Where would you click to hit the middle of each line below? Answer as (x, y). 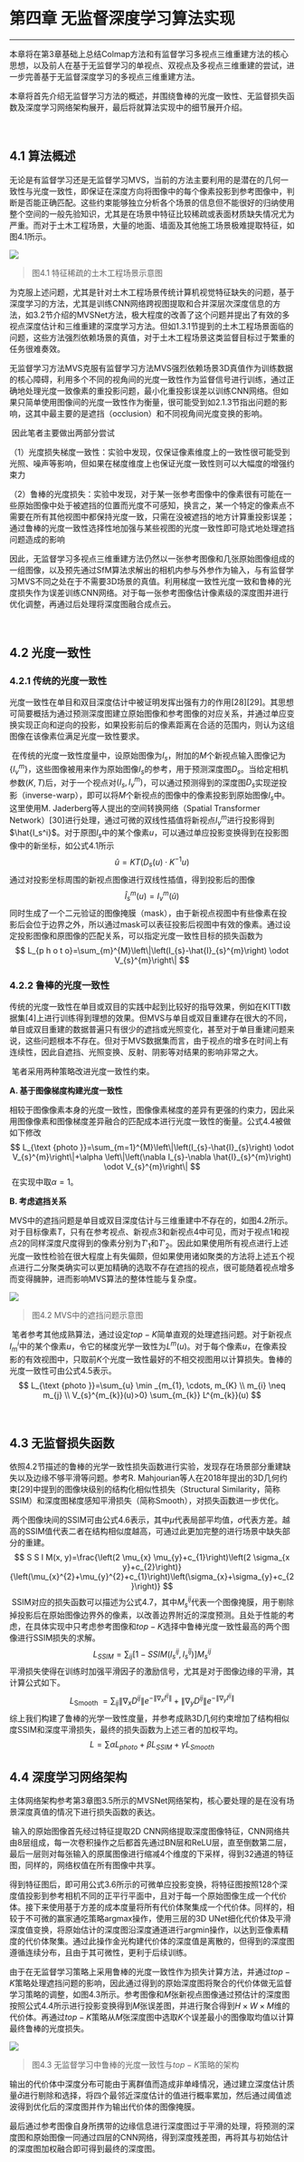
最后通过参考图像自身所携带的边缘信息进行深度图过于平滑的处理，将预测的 (148, 2126)
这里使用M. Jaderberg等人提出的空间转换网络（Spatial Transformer (135, 807)
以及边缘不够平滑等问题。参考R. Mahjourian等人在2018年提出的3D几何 (148, 1478)
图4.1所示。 (30, 236)
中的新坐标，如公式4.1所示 (66, 846)
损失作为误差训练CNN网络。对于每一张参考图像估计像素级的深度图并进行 (153, 592)
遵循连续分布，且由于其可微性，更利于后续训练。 (100, 1952)
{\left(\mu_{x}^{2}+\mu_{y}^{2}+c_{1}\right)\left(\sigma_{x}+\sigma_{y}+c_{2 (152, 1577)
